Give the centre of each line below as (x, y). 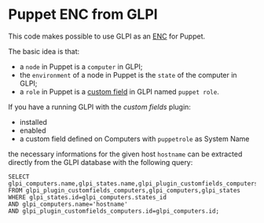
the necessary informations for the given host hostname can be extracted (125, 154)
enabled (33, 130)
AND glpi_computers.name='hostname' (68, 204)
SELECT (19, 177)
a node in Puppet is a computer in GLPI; (81, 66)
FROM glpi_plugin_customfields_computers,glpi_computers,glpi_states (125, 190)
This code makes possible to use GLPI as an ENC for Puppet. (107, 36)
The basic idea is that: (44, 51)
